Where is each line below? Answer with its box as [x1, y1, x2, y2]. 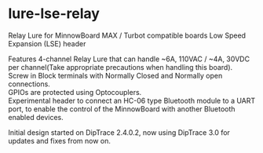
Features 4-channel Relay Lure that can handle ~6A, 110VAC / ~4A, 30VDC [8, 54, 250, 64]
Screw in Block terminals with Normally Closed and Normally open [8, 71, 223, 80]
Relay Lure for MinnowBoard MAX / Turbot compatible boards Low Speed [8, 31, 246, 40]
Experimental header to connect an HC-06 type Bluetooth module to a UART [8, 96, 256, 105]
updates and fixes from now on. [8, 136, 111, 145]
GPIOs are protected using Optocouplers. [8, 87, 142, 97]
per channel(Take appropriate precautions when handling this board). [8, 62, 233, 71]
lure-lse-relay [8, 5, 100, 23]
